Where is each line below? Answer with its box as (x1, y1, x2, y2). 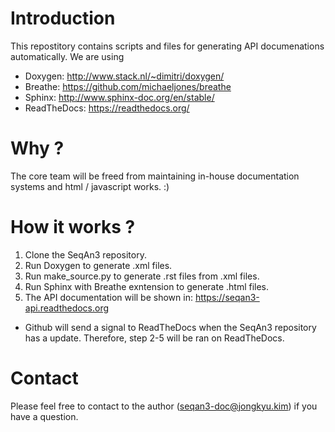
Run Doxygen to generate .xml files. (24, 259, 173, 271)
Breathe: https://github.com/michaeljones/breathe (24, 80, 232, 92)
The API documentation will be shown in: (24, 291, 193, 303)
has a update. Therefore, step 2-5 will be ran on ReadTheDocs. (24, 332, 285, 344)
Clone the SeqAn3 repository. (24, 248, 147, 261)
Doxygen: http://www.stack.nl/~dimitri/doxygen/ (24, 70, 225, 82)
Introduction (10, 7, 116, 30)
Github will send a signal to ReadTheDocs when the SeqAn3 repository (24, 321, 317, 333)
